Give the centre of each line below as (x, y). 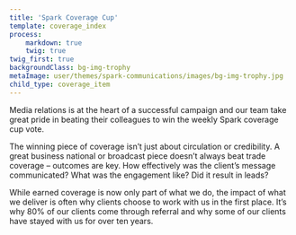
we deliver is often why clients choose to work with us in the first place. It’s (148, 202)
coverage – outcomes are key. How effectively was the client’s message (143, 165)
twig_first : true (42, 59)
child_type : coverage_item (60, 84)
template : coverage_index (58, 26)
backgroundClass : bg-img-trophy (70, 68)
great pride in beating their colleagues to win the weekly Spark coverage (144, 119)
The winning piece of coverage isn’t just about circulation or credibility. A (145, 146)
